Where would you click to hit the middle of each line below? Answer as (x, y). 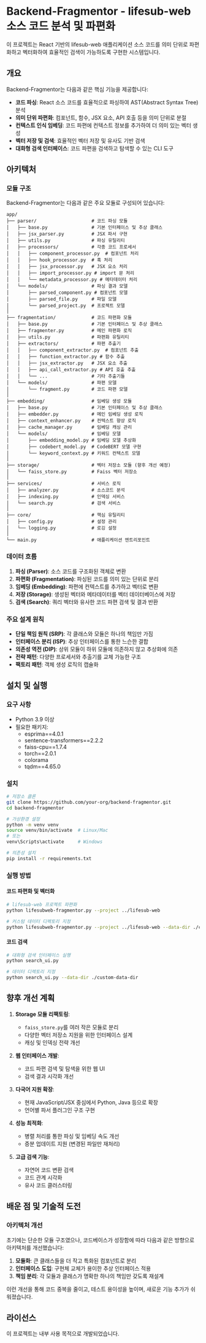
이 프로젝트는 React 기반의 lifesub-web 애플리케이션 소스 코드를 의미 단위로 (97, 44)
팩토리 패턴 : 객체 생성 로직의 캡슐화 (57, 664)
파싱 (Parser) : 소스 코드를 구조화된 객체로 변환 (71, 571)
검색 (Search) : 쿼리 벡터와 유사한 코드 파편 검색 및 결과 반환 (86, 602)
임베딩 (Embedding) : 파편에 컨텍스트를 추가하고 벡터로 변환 (87, 587)
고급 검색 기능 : (32, 1156)
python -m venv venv (33, 825)
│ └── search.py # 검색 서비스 (64, 503)
